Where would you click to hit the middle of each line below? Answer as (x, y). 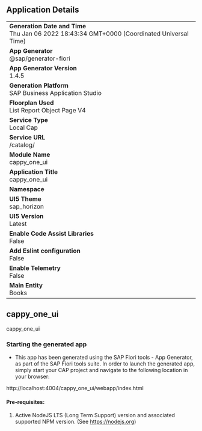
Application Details (43, 10)
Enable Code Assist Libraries (52, 233)
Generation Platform (39, 85)
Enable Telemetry (35, 268)
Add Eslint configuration (45, 251)
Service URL (27, 137)
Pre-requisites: (26, 402)
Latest (18, 224)
